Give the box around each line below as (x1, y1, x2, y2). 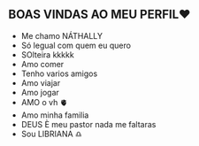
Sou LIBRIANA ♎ (20, 128, 83, 139)
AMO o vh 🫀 (20, 96, 68, 107)
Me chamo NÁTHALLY (20, 30, 103, 41)
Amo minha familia (20, 110, 89, 120)
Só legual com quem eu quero (20, 40, 132, 50)
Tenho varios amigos (20, 68, 98, 79)
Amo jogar (20, 87, 59, 97)
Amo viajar (20, 77, 61, 88)
